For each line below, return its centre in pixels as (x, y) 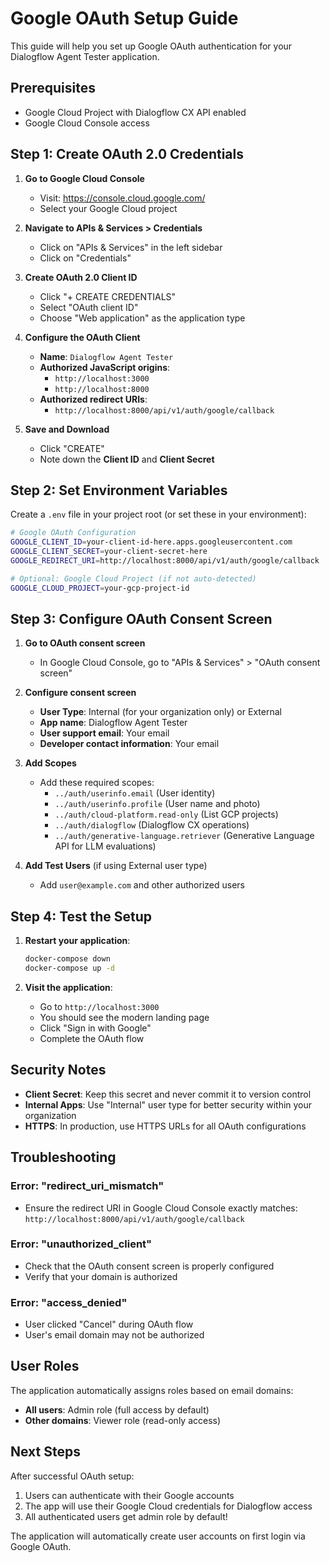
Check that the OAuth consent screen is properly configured (149, 1266)
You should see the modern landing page (124, 1017)
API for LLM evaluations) (105, 846)
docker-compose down (67, 959)
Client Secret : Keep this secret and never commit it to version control (168, 1094)
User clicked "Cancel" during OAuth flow (109, 1324)
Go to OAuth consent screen (85, 643)
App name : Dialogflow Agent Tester (113, 723)
